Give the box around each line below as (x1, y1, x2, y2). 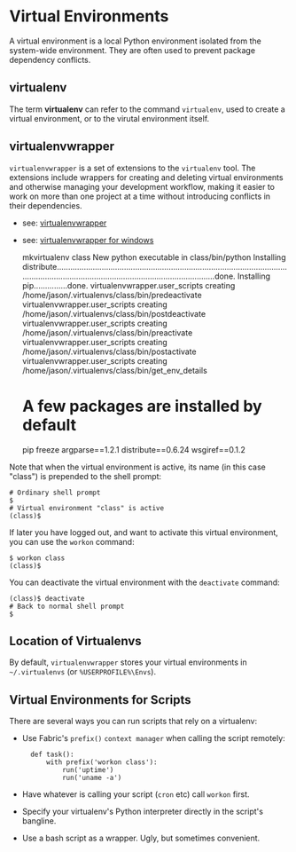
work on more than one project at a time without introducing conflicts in (9, 191, 271, 201)
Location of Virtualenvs (9, 633, 142, 649)
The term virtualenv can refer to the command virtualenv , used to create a (9, 104, 285, 114)
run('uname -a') (61, 774, 122, 783)
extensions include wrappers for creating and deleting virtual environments (9, 171, 284, 183)
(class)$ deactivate (9, 594, 86, 603)
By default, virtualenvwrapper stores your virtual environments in (9, 657, 247, 667)
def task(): (30, 750, 74, 760)
